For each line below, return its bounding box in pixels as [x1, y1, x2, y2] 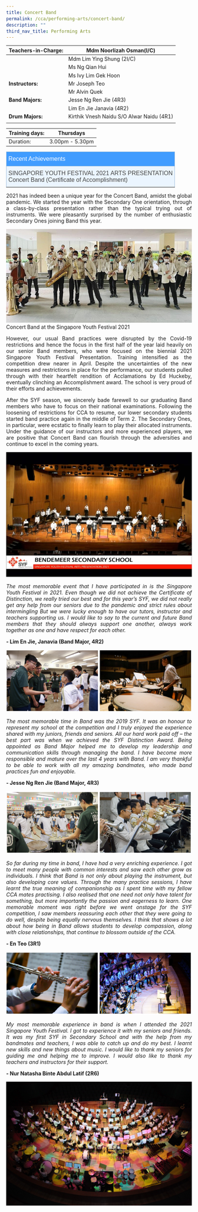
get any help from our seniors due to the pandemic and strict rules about [6, 601, 192, 608]
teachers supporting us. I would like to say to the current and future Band [6, 614, 192, 621]
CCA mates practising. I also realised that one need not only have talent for [6, 891, 192, 898]
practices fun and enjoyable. [6, 768, 76, 775]
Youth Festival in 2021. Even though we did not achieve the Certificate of [6, 589, 192, 596]
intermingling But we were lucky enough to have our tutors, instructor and [6, 608, 192, 615]
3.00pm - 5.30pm [49, 138, 94, 145]
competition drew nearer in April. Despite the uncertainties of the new [6, 360, 192, 367]
